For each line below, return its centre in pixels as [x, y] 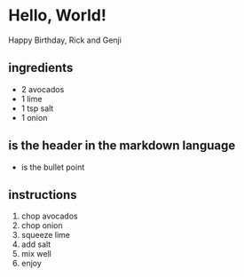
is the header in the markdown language [122, 146]
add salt [36, 244]
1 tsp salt [37, 108]
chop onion [42, 226]
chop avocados [49, 216]
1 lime [31, 99]
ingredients [41, 68]
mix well [36, 254]
